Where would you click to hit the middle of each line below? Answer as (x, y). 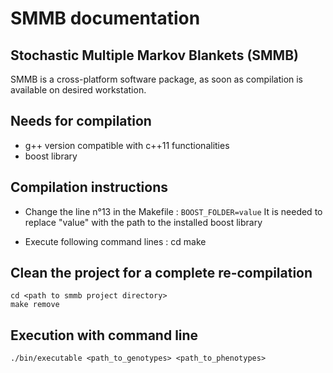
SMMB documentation (105, 18)
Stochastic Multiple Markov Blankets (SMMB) (154, 55)
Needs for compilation (81, 121)
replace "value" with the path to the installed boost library (143, 222)
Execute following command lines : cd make (115, 241)
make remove (35, 305)
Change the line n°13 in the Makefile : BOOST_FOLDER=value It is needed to (173, 211)
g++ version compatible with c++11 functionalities (127, 145)
